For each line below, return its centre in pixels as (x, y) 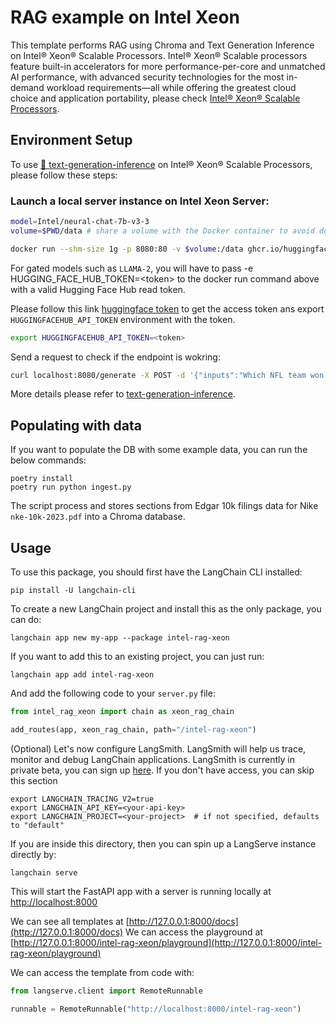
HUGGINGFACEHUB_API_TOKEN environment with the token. (123, 319)
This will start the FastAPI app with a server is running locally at (141, 891)
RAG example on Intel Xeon (125, 17)
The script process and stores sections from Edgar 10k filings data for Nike (164, 506)
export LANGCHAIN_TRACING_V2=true (82, 799)
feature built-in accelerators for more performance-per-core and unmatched (168, 66)
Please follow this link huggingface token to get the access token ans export (167, 308)
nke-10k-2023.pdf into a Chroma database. (98, 517)
